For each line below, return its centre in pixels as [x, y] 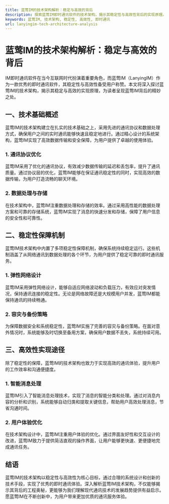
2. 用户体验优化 [24, 423]
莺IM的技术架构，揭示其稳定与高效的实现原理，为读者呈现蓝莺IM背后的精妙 [83, 91]
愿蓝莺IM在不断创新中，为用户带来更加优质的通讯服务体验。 [67, 496]
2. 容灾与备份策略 [26, 314]
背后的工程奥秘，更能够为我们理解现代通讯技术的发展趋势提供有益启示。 [89, 490]
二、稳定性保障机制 [35, 235]
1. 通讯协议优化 [23, 154]
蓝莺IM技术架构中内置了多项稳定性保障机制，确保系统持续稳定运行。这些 [80, 248]
